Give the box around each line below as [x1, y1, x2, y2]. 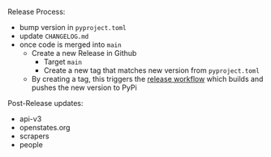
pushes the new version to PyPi [31, 83, 137, 92]
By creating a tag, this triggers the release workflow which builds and [31, 74, 264, 83]
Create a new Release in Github [31, 49, 137, 57]
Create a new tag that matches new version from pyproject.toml [43, 66, 260, 75]
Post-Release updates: [7, 99, 84, 108]
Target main [43, 57, 83, 66]
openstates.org [19, 123, 71, 132]
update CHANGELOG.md [19, 32, 89, 40]
